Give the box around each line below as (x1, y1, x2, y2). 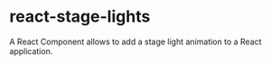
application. (9, 45, 53, 56)
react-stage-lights (9, 6, 151, 27)
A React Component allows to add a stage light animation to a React (9, 36, 262, 47)
